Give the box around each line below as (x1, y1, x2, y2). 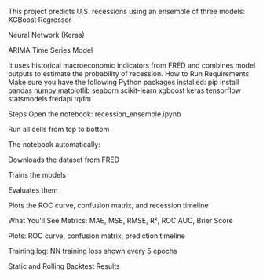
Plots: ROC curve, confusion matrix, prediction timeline (8, 231, 186, 240)
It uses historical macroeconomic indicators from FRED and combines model (8, 61, 256, 70)
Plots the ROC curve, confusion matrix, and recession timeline (8, 200, 209, 210)
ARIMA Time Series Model (8, 46, 93, 54)
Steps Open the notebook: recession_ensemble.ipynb (8, 109, 181, 119)
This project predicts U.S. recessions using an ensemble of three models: (8, 7, 246, 16)
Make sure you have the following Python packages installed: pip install (8, 78, 239, 86)
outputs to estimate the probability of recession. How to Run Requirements (8, 69, 250, 78)
